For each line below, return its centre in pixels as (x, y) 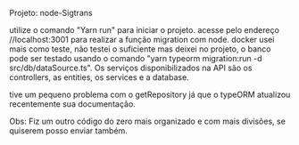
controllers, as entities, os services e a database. (99, 77)
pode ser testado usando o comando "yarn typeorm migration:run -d (136, 58)
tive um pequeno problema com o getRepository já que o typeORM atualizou (150, 94)
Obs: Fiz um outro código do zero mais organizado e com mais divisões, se (147, 121)
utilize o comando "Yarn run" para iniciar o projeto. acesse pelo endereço (144, 30)
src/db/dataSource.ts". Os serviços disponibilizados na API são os (131, 68)
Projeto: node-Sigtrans (51, 13)
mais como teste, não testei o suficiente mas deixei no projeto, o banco (140, 49)
